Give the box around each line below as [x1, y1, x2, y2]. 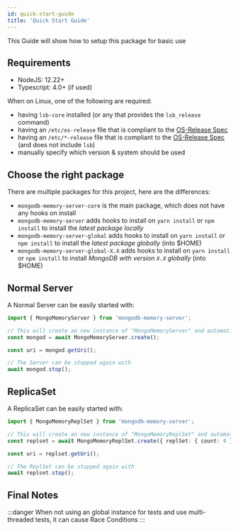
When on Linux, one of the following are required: [7, 97, 152, 105]
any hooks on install [17, 209, 76, 217]
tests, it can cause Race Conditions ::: [35, 515, 145, 524]
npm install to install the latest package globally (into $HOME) [17, 239, 202, 248]
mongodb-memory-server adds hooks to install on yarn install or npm [17, 217, 215, 225]
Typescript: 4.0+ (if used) [17, 83, 93, 92]
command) [17, 118, 50, 127]
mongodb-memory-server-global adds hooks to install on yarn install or [17, 232, 225, 240]
